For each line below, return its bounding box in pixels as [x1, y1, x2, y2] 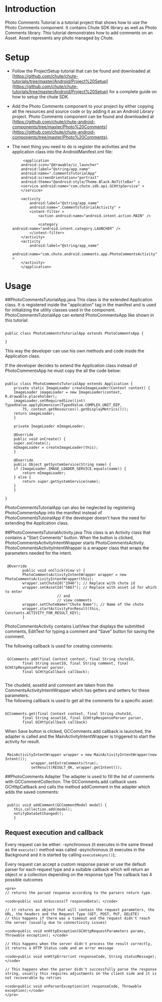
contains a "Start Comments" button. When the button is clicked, [5, 534, 134, 540]
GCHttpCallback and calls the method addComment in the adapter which [5, 783, 150, 790]
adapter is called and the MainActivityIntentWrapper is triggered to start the [5, 733, 156, 739]
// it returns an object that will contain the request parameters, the [5, 907, 155, 912]
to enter [5, 589, 23, 594]
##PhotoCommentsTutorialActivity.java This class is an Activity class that [5, 529, 151, 535]
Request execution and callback [5, 829, 104, 837]
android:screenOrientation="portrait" [21, 175, 99, 180]
